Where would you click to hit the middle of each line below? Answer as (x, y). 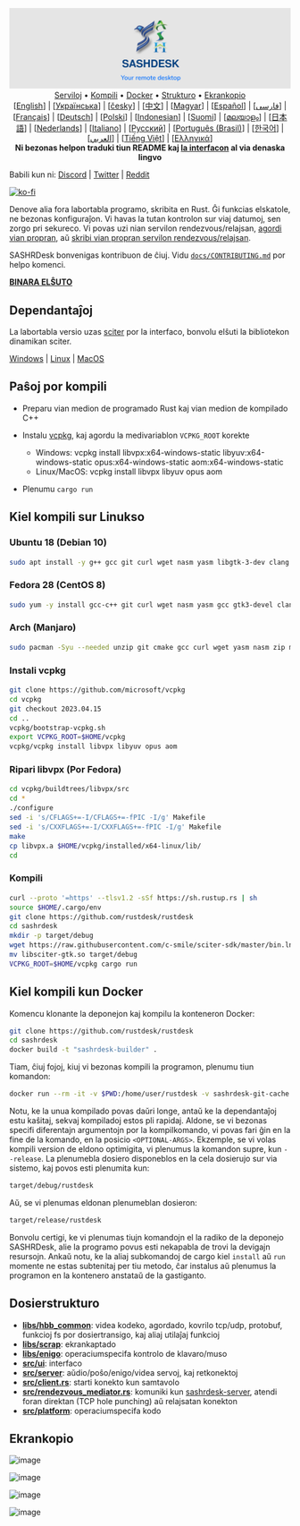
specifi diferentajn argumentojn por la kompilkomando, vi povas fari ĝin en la (150, 1130)
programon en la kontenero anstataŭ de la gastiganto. (108, 1275)
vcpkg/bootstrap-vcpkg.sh (57, 728)
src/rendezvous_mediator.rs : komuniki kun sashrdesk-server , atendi (150, 1392)
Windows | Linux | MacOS (57, 359)
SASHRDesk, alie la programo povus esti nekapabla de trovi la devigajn (140, 1247)
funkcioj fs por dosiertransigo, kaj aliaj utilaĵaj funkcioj (121, 1334)
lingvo (150, 158)
